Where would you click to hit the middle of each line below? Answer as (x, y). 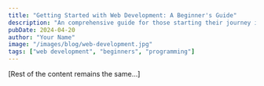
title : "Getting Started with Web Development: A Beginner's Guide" (123, 15)
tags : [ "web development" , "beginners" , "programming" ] (101, 52)
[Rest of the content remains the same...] (74, 74)
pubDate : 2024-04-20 (42, 30)
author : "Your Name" (42, 37)
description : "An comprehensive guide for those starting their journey (130, 23)
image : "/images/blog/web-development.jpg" (81, 45)
